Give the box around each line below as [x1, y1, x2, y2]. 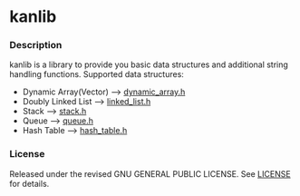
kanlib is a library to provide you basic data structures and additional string [9, 59, 288, 70]
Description [9, 39, 63, 52]
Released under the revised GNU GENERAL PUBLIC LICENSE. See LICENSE [9, 168, 292, 179]
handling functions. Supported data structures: [9, 69, 184, 80]
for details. [9, 178, 50, 189]
